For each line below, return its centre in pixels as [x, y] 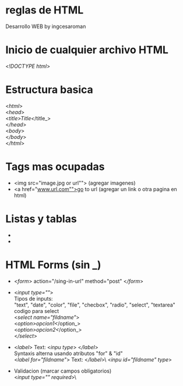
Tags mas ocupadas [55, 166]
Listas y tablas [41, 219]
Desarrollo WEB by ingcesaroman [46, 26]
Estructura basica [50, 90]
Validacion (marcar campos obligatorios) [63, 371]
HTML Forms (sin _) [53, 265]
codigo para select [36, 311]
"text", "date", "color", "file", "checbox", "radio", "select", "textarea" [94, 305]
